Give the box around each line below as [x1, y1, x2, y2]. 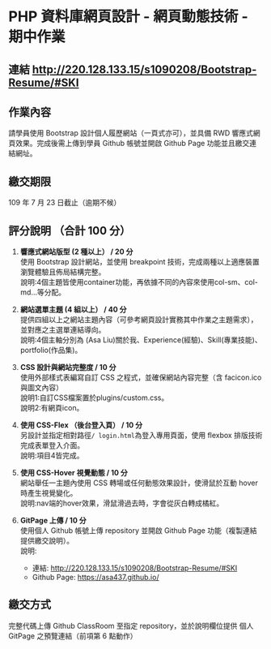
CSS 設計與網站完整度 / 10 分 [19, 363, 116, 372]
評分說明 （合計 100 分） [8, 224, 131, 238]
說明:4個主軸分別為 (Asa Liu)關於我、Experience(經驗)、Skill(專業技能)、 [19, 335, 262, 345]
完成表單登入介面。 [19, 441, 85, 450]
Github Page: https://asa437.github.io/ [32, 573, 159, 582]
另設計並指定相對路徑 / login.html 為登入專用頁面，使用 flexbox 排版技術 [19, 431, 263, 441]
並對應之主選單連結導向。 [19, 325, 106, 335]
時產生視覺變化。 [19, 488, 78, 498]
